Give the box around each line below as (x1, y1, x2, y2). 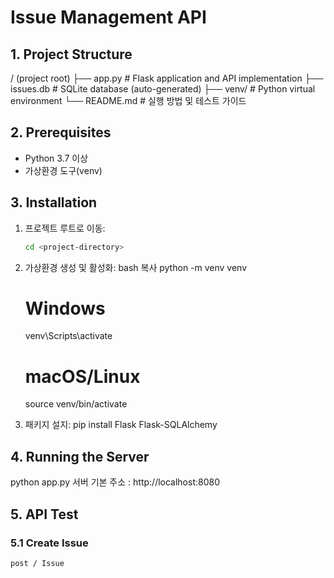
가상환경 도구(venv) (24, 164, 103, 176)
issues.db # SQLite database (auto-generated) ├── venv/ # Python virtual (10, 83, 316, 95)
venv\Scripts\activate (24, 330, 113, 342)
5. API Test (10, 506, 79, 523)
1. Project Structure (10, 46, 133, 63)
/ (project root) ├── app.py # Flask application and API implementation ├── (10, 72, 324, 84)
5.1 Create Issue (10, 536, 89, 550)
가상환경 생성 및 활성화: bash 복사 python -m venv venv (24, 261, 248, 273)
